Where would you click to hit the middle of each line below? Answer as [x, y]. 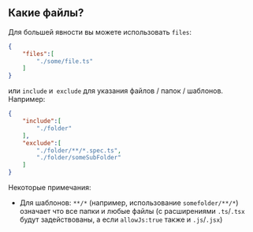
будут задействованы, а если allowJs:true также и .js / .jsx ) [121, 219]
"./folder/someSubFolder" [79, 158]
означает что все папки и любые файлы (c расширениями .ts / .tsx [132, 211]
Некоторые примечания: [50, 188]
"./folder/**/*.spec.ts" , [79, 150]
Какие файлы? [46, 13]
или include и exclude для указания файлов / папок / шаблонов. [115, 91]
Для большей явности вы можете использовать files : [100, 32]
